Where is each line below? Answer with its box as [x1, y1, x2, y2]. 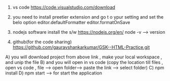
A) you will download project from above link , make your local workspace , [5, 54, 162, 60]
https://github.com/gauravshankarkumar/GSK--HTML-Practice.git [12, 44, 150, 50]
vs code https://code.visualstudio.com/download [12, 5, 116, 10]
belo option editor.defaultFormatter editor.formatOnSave [12, 20, 130, 25]
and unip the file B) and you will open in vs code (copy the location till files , [5, 59, 163, 65]
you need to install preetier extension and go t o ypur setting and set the [12, 14, 164, 20]
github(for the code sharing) [12, 39, 72, 45]
